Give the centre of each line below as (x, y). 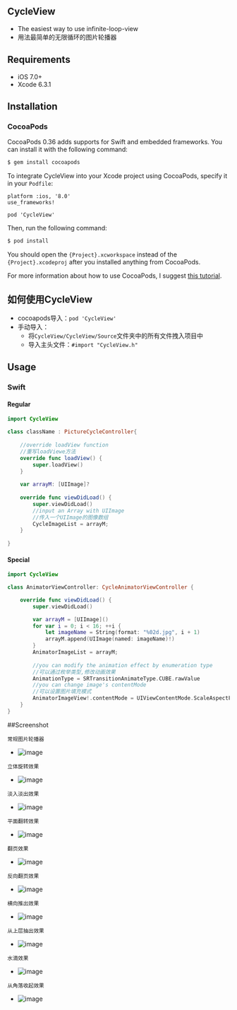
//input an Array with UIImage (79, 511)
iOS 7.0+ (30, 76)
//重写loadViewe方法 (48, 452)
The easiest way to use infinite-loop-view (78, 28)
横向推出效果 (23, 903)
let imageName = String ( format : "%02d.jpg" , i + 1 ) (122, 633)
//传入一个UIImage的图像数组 (71, 517)
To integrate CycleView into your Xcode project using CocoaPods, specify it (117, 176)
